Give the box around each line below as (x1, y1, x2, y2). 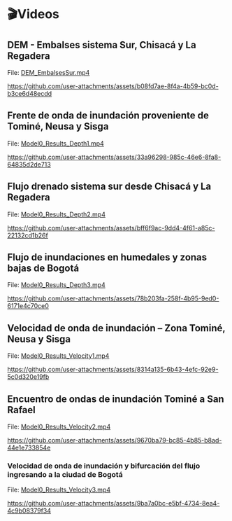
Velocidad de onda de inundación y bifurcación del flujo (7, 461, 201, 471)
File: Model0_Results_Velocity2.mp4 (7, 422, 111, 431)
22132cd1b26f (7, 231, 49, 239)
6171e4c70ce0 (7, 302, 49, 310)
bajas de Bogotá (7, 263, 79, 275)
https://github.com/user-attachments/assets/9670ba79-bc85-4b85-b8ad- (7, 436, 222, 445)
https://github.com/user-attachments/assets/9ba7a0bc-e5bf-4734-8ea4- (7, 499, 220, 508)
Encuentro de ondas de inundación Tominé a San (7, 393, 225, 405)
